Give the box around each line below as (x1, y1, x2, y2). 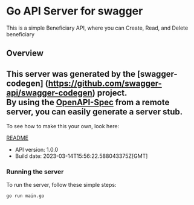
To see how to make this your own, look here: (6, 123, 120, 130)
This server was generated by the (6, 68, 136, 79)
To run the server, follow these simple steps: (6, 181, 117, 189)
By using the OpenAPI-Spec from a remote (6, 97, 170, 107)
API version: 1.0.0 (15, 146, 59, 154)
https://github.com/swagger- (48, 78, 162, 88)
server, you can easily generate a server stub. (6, 106, 183, 117)
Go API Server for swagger (6, 4, 143, 18)
